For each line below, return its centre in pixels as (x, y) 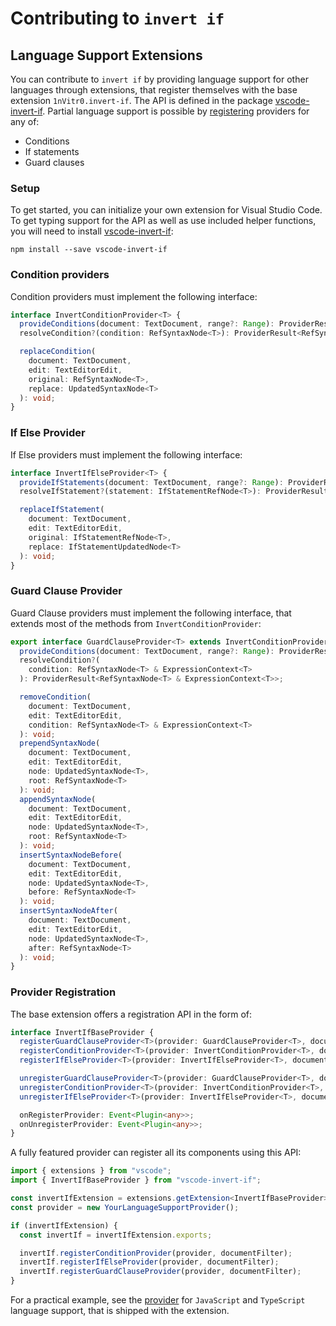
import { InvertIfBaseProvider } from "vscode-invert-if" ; (136, 1180)
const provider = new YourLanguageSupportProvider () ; (125, 1207)
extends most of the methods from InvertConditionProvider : (136, 623)
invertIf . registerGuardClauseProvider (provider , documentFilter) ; (160, 1272)
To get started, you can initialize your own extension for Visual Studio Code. (166, 210)
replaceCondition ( (58, 352)
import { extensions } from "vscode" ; (91, 1171)
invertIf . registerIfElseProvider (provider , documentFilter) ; (149, 1262)
